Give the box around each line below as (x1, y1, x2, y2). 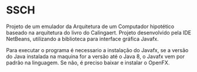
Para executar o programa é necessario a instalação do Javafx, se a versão (6, 46, 189, 53)
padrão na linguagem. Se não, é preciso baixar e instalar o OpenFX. (6, 59, 170, 66)
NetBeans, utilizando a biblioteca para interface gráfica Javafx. (6, 35, 159, 42)
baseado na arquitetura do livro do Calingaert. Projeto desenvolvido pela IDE (6, 29, 192, 36)
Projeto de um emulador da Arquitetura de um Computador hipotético (6, 23, 175, 30)
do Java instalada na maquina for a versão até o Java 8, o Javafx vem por (6, 53, 185, 60)
